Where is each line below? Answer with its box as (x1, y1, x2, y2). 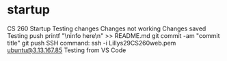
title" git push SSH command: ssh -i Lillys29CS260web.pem (7, 39, 176, 47)
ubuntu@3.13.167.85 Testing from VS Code (7, 46, 126, 54)
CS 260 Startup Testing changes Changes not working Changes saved (7, 24, 206, 33)
